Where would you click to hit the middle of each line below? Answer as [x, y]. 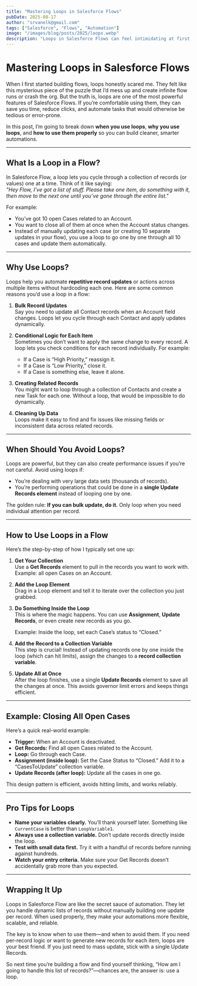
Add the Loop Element [42, 585]
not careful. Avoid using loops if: [45, 470]
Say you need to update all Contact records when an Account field [95, 311]
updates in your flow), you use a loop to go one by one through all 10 [97, 237]
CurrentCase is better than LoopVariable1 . [64, 828]
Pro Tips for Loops [40, 808]
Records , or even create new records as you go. [73, 621]
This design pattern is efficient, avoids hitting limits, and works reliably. [92, 784]
